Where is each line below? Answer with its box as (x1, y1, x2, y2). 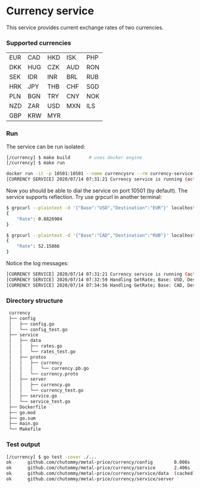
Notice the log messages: (6, 260, 69, 267)
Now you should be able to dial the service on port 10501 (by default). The (6, 187, 188, 194)
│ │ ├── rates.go (8, 343, 62, 349)
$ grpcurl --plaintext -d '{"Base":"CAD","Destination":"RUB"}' (6, 232, 169, 238)
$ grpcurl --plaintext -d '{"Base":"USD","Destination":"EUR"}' (6, 205, 169, 211)
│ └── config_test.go (8, 327, 68, 332)
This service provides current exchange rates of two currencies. (6, 24, 164, 31)
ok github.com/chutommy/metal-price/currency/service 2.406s (6, 465, 190, 471)
